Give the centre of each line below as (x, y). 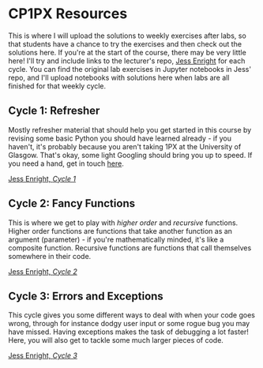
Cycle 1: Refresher (54, 111)
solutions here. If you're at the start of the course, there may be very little (127, 52)
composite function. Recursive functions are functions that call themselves (130, 248)
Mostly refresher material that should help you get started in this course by (130, 130)
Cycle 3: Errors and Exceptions (86, 296)
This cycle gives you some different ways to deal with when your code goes (131, 315)
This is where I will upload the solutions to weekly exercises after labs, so (127, 36)
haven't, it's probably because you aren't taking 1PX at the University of (125, 146)
